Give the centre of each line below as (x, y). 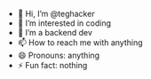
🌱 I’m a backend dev (55, 32)
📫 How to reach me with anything (80, 43)
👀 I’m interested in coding (64, 23)
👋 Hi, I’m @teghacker (56, 14)
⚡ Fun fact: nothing (52, 65)
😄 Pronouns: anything (59, 55)
